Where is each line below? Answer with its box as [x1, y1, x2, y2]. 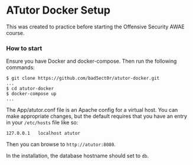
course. [6, 29, 25, 36]
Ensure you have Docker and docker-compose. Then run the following [6, 57, 177, 65]
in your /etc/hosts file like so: [6, 119, 78, 126]
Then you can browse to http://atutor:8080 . [6, 141, 116, 148]
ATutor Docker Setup [6, 4, 111, 17]
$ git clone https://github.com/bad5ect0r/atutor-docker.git [6, 75, 160, 82]
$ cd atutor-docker [6, 86, 54, 92]
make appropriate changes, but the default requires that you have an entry [6, 113, 188, 120]
